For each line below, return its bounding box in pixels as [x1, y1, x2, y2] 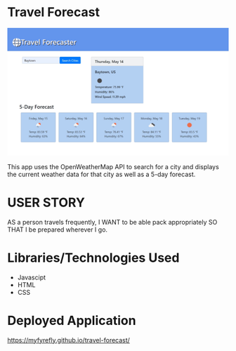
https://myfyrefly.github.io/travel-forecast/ [7, 336, 130, 344]
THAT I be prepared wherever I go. [7, 225, 107, 234]
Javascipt [17, 273, 46, 282]
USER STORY [7, 194, 86, 211]
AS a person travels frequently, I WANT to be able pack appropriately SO [7, 218, 218, 226]
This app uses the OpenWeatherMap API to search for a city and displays [7, 162, 219, 171]
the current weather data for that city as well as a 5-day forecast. [7, 170, 196, 178]
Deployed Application [7, 312, 136, 329]
